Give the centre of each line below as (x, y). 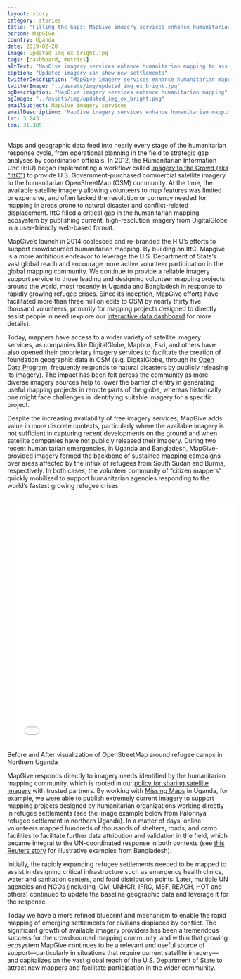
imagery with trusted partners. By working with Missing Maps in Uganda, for (118, 790)
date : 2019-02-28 (33, 46)
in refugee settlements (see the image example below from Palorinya (107, 813)
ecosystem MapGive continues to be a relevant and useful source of (106, 945)
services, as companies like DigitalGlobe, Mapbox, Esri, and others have (112, 344)
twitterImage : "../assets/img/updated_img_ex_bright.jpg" (94, 86)
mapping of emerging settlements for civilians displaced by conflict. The (112, 923)
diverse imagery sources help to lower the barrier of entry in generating (111, 382)
